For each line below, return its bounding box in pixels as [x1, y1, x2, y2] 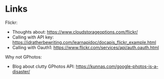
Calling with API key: [12, 34, 54, 40]
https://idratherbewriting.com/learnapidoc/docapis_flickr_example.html [12, 39, 156, 45]
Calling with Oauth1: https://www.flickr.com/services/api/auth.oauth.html [12, 44, 159, 50]
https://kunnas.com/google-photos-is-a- [76, 63, 159, 69]
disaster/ [12, 68, 30, 74]
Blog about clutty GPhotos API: [12, 63, 75, 69]
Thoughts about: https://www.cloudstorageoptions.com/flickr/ [12, 29, 138, 35]
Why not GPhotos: [5, 54, 42, 59]
